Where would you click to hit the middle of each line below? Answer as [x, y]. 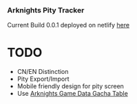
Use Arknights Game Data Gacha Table [73, 94]
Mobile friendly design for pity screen [70, 86]
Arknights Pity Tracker [46, 10]
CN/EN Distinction [43, 72]
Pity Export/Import [43, 79]
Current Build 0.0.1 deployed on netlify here [68, 25]
